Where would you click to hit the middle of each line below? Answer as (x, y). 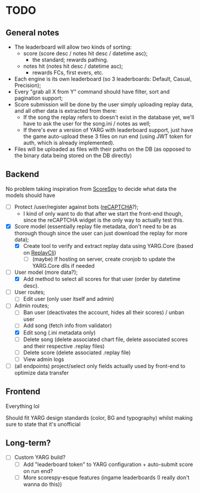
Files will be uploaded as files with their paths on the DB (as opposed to (102, 149)
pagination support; (39, 98)
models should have (31, 195)
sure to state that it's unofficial (43, 424)
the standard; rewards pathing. (70, 60)
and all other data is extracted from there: (66, 111)
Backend (22, 174)
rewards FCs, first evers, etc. (68, 72)
